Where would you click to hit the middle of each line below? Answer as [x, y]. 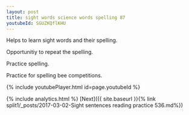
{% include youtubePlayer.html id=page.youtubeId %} [73, 87]
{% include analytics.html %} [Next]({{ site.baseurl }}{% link [81, 99]
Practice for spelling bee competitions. [54, 76]
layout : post [23, 12]
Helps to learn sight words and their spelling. [62, 41]
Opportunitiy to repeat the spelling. [50, 52]
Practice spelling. [28, 64]
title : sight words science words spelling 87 [66, 18]
